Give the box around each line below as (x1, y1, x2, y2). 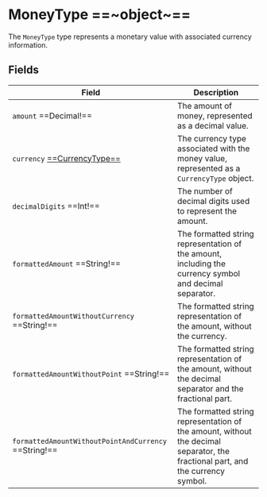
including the (177, 258, 226, 269)
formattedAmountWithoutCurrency (12, 311, 135, 321)
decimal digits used (177, 195, 250, 206)
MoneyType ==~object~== (8, 6, 191, 24)
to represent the (177, 205, 237, 216)
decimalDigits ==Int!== (12, 200, 100, 211)
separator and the (177, 383, 244, 394)
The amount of (177, 100, 233, 111)
